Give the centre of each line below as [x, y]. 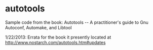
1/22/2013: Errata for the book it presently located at [58, 37]
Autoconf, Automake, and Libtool [38, 27]
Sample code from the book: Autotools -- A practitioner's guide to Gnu [77, 22]
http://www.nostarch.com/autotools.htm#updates [56, 42]
